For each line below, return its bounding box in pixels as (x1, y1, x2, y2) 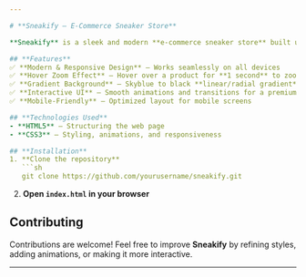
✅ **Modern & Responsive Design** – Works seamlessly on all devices (9, 63, 280, 72)
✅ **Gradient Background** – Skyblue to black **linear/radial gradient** (9, 79, 301, 89)
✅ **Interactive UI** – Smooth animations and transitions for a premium (9, 88, 298, 97)
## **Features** (9, 54, 71, 64)
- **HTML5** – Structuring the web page (9, 121, 166, 130)
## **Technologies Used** (9, 113, 107, 122)
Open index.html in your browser (22, 189, 150, 199)
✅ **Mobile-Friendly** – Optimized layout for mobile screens (9, 97, 252, 106)
